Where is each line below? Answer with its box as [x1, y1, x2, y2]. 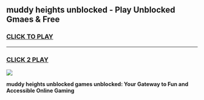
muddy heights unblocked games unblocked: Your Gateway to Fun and [6, 80, 189, 87]
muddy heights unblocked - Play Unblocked [6, 5, 175, 15]
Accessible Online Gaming [6, 87, 75, 94]
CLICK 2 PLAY [6, 55, 49, 64]
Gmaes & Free [6, 15, 60, 25]
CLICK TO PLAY [6, 33, 53, 41]
